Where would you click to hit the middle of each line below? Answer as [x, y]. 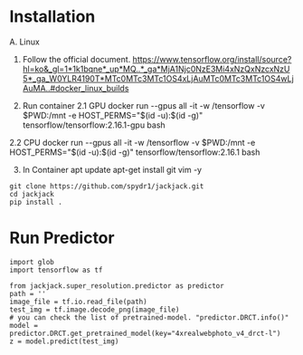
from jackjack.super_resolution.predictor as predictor [117, 286]
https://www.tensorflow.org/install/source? [212, 59]
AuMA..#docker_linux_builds [76, 88]
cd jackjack [32, 194]
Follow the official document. [76, 59]
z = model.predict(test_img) [64, 341]
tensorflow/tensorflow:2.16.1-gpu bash [94, 125]
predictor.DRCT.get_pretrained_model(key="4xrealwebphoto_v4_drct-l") [145, 333]
